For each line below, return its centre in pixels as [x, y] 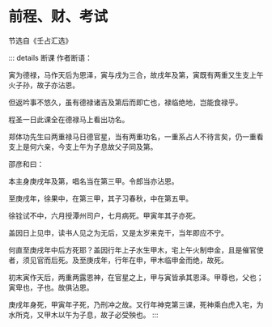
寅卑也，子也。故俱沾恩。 [51, 287]
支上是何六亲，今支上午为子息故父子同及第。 [83, 147]
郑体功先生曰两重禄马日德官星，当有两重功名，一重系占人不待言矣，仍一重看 [136, 136]
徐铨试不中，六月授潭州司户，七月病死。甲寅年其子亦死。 [104, 215]
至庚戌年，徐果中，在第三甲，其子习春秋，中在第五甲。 [100, 198]
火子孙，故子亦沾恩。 [44, 85]
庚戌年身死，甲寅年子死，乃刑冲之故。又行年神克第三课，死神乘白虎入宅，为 [136, 304]
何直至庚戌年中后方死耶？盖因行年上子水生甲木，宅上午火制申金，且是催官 [132, 250]
